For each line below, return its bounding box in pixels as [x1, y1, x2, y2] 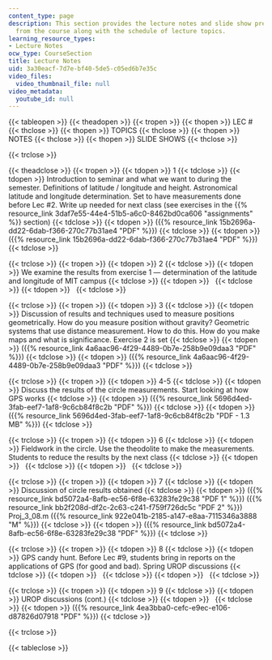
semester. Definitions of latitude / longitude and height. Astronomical [8, 183, 238, 193]
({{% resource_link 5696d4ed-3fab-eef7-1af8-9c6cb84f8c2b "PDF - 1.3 [8, 411, 250, 421]
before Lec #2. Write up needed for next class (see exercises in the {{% [8, 200, 249, 210]
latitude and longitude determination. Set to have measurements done [8, 191, 241, 201]
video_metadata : [8, 87, 63, 96]
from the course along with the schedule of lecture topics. [15, 27, 227, 35]
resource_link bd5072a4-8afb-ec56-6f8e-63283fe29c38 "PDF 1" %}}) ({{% [8, 494, 263, 504]
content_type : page [8, 11, 74, 20]
